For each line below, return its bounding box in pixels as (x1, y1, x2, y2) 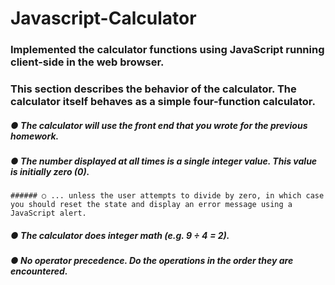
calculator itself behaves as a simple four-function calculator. (10, 95, 316, 109)
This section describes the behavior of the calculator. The (10, 82, 297, 96)
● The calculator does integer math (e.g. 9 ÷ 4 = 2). (10, 229, 230, 241)
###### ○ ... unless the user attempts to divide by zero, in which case (10, 191, 325, 201)
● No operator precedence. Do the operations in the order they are (10, 255, 294, 267)
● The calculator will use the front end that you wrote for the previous (10, 119, 308, 131)
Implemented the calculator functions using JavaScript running (10, 43, 325, 57)
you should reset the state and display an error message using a (10, 200, 293, 210)
